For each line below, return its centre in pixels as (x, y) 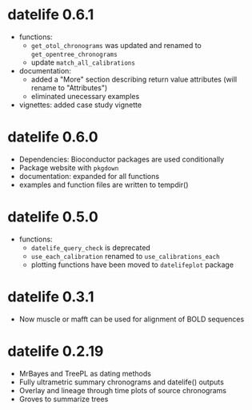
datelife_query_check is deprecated (91, 247)
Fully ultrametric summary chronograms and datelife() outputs (122, 382)
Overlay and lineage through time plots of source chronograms (123, 390)
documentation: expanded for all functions (89, 176)
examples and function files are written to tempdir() (104, 185)
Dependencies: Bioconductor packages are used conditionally (122, 159)
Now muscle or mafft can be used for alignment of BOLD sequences (132, 319)
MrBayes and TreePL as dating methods (85, 373)
